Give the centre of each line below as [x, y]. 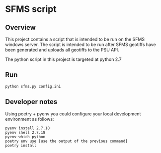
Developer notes [31, 102]
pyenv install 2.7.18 [28, 128]
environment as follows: [30, 119]
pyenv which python [25, 137]
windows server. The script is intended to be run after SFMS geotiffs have [81, 45]
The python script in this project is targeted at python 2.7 [63, 59]
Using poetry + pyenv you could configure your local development [73, 114]
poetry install [21, 145]
